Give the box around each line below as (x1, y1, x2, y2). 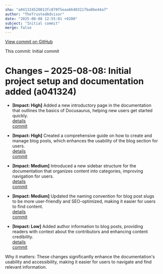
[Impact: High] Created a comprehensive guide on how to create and (12, 133, 152, 138)
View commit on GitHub (5, 39, 53, 45)
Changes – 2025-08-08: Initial (5, 66, 131, 76)
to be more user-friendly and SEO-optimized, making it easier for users (12, 199, 156, 205)
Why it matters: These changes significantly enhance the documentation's (5, 254, 155, 260)
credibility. (12, 234, 33, 240)
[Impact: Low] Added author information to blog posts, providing (12, 224, 143, 229)
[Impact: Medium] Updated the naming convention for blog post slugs (12, 193, 155, 199)
